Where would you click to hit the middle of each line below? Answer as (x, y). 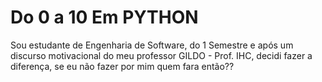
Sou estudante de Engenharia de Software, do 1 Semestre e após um (152, 45)
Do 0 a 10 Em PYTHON (104, 17)
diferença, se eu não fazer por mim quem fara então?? (122, 66)
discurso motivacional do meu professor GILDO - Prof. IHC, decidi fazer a (161, 55)
